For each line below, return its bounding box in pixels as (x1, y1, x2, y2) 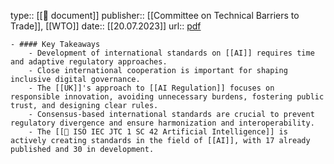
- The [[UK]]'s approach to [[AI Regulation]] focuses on (28, 83, 275, 93)
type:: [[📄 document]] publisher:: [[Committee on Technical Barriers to (10, 10, 300, 21)
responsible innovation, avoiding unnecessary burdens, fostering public (10, 92, 325, 102)
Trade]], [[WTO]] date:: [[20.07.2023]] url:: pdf (10, 20, 202, 32)
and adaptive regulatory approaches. (10, 57, 168, 67)
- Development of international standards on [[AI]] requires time (28, 48, 315, 58)
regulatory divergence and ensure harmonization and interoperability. (10, 118, 315, 128)
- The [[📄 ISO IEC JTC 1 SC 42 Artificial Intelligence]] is (28, 127, 288, 137)
